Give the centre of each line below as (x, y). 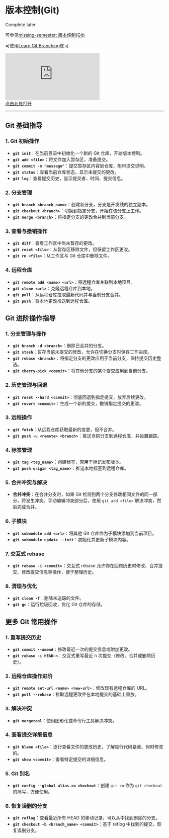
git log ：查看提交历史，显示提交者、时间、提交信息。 (69, 178)
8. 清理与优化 (21, 586)
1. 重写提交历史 (23, 637)
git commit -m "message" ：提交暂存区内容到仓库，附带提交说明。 (80, 165)
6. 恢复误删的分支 (26, 806)
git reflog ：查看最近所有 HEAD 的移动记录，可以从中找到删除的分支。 (86, 818)
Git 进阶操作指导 (31, 318)
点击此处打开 (18, 103)
